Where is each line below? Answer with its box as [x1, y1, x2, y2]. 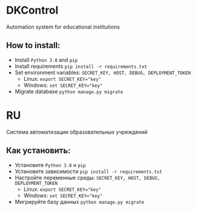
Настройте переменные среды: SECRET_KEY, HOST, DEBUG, [14, 174, 160, 181]
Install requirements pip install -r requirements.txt [14, 62, 147, 70]
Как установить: [6, 146, 71, 156]
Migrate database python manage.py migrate [14, 87, 123, 95]
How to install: [6, 40, 61, 51]
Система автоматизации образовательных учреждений [6, 128, 148, 136]
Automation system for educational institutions [6, 23, 120, 30]
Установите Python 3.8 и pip [14, 161, 86, 168]
